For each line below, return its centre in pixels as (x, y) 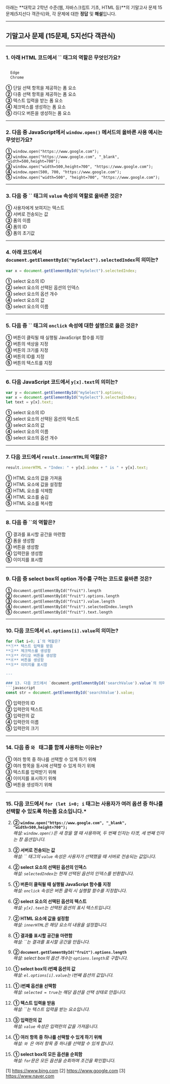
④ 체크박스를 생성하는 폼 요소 (36, 107)
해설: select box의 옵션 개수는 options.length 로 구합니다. (70, 958)
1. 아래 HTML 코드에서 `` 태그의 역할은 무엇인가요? (63, 57)
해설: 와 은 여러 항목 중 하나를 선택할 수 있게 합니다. (64, 1043)
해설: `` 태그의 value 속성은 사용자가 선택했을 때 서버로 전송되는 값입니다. (84, 857)
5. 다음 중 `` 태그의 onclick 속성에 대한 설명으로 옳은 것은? (72, 326)
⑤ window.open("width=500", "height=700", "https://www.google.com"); (83, 177)
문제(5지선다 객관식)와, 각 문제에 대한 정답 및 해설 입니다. (61, 14)
